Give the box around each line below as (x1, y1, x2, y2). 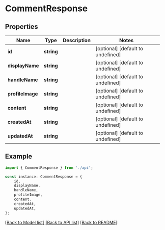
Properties (5, 23, 38, 31)
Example (5, 152, 32, 161)
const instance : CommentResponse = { (5, 174, 82, 179)
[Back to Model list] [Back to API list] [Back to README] (5, 219, 118, 225)
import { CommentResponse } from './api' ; (5, 165, 93, 170)
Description (62, 37, 91, 44)
